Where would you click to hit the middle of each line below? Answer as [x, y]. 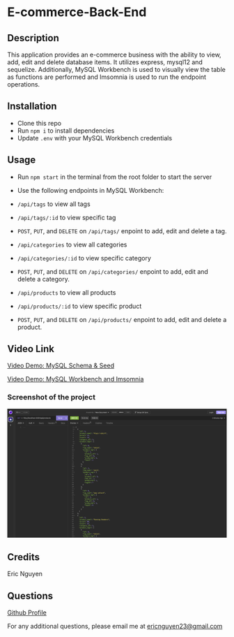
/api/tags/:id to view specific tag [67, 217]
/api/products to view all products [67, 292]
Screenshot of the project [52, 397]
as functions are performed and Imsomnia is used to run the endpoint [107, 77]
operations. [24, 84]
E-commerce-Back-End [77, 12]
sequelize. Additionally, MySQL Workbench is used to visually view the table [117, 69]
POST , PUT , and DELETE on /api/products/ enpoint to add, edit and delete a [122, 319]
